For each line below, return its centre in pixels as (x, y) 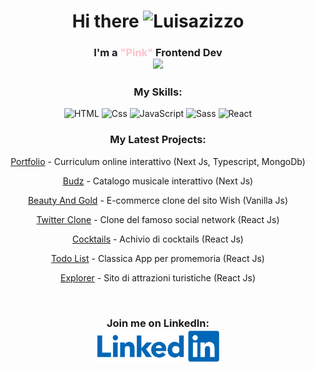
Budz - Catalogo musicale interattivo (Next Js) (158, 181)
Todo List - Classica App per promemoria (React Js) (158, 258)
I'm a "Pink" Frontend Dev (158, 53)
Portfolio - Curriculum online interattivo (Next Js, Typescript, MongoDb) (158, 161)
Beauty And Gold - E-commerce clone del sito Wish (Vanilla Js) (158, 200)
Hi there (105, 21)
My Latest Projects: (158, 140)
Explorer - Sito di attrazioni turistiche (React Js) (158, 277)
